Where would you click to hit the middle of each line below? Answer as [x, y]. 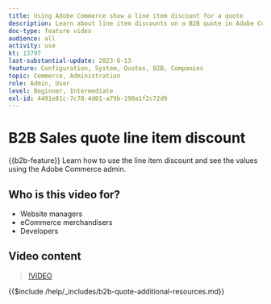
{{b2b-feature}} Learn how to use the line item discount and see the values [133, 160]
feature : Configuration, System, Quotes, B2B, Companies [106, 69]
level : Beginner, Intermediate [61, 91]
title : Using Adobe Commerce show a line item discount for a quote [126, 16]
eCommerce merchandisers [66, 222]
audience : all [32, 38]
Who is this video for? [65, 194]
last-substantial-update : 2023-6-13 [70, 61]
